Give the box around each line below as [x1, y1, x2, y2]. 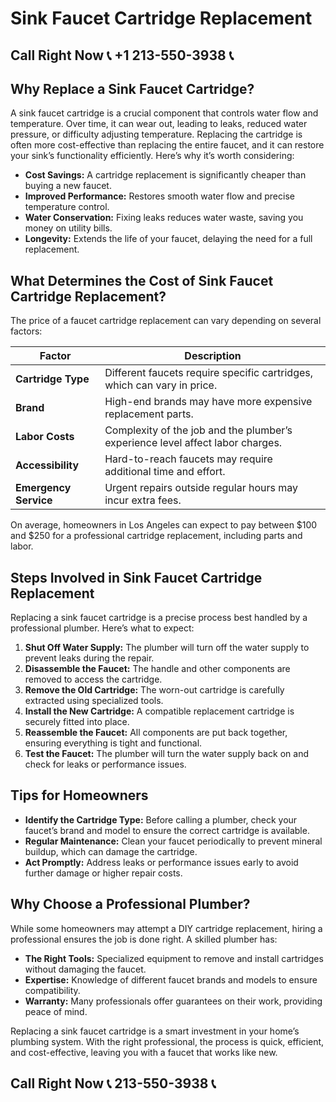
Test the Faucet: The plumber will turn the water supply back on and [24, 748, 310, 760]
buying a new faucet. [24, 180, 112, 192]
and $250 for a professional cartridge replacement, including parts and [10, 530, 303, 542]
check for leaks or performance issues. [24, 758, 187, 771]
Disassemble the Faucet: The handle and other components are [24, 663, 291, 675]
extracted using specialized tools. [24, 695, 164, 707]
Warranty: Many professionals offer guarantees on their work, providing [24, 995, 323, 1007]
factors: [10, 325, 43, 337]
